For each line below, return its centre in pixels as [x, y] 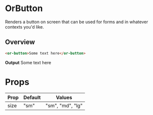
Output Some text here [28, 62]
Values [64, 97]
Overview [20, 42]
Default [32, 97]
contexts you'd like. [25, 27]
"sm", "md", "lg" [64, 105]
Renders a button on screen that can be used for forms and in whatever [76, 22]
